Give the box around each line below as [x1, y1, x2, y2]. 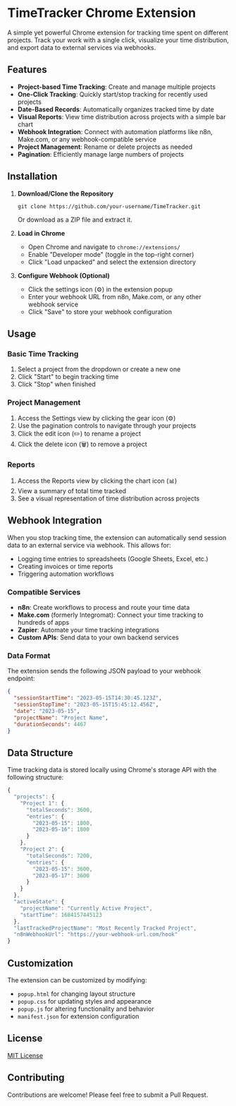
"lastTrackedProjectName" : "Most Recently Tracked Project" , [13, 925, 197, 932]
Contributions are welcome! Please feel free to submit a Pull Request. [7, 1090, 209, 1099]
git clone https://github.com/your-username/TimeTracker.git [17, 203, 201, 210]
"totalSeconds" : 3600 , [25, 806, 93, 813]
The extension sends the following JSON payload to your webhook [7, 667, 201, 675]
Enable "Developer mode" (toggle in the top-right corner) [27, 250, 194, 258]
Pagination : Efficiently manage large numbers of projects [17, 150, 185, 158]
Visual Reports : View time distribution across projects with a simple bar [17, 112, 226, 121]
